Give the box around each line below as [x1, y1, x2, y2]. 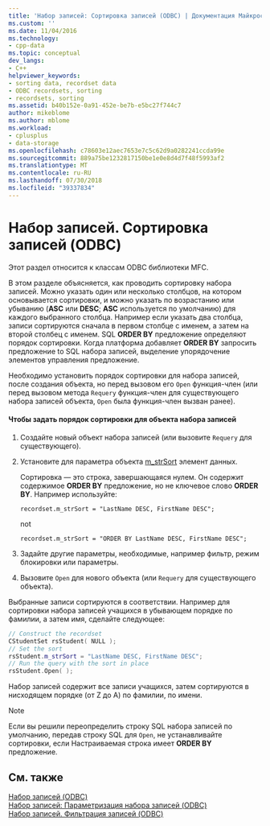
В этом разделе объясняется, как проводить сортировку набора [8, 278, 231, 287]
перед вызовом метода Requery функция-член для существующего [8, 387, 239, 397]
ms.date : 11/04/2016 [8, 27, 78, 35]
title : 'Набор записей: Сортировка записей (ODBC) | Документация [8, 11, 235, 20]
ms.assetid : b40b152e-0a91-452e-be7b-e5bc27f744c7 [8, 101, 182, 109]
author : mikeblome [8, 109, 70, 118]
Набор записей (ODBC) [8, 791, 88, 801]
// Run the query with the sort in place [8, 659, 149, 668]
